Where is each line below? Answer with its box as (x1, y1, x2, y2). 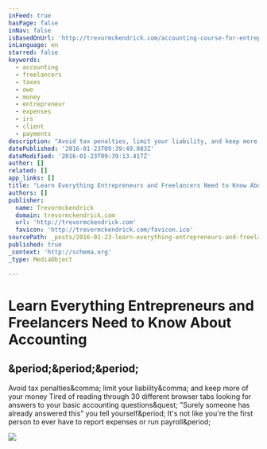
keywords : (8, 56, 41, 64)
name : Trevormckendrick (15, 203, 94, 211)
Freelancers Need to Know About (8, 313, 232, 331)
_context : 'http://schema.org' (8, 248, 112, 256)
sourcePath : (8, 234, 48, 242)
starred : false (8, 48, 59, 56)
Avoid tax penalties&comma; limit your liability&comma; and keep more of (8, 383, 249, 393)
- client (15, 122, 44, 130)
